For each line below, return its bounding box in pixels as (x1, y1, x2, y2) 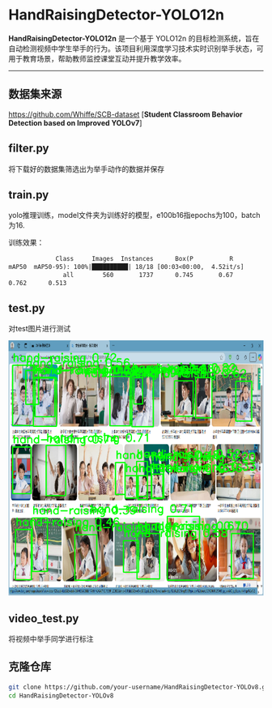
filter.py (8, 142, 49, 156)
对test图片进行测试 (8, 324, 71, 334)
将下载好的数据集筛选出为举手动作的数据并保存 (8, 164, 164, 173)
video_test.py (8, 612, 79, 625)
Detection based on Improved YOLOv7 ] (8, 117, 142, 127)
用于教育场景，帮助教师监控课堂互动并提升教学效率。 (8, 53, 186, 63)
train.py (8, 188, 49, 202)
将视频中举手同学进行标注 (8, 634, 94, 643)
